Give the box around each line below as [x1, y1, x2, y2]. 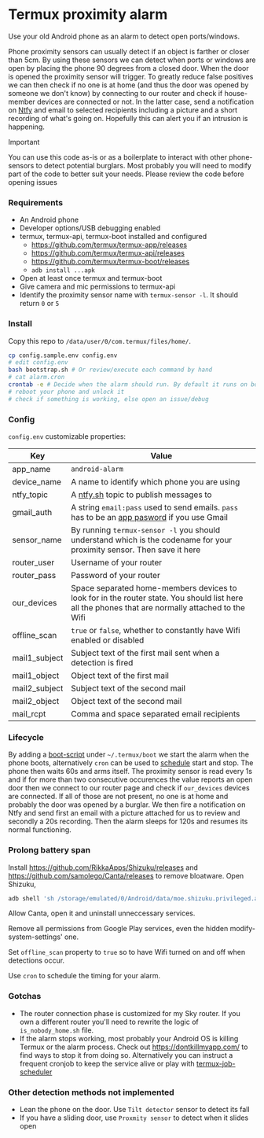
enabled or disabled [70, 635, 145, 646]
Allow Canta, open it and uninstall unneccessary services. [8, 908, 196, 918]
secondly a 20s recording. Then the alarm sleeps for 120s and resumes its [8, 816, 248, 827]
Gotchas [8, 991, 42, 1002]
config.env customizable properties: [8, 431, 126, 441]
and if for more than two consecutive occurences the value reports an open [8, 775, 253, 784]
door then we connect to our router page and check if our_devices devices [8, 783, 250, 793]
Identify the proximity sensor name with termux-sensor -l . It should [19, 290, 238, 300]
